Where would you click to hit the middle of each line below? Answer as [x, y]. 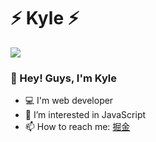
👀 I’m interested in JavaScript [85, 115]
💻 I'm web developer [69, 101]
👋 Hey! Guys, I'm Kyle [63, 78]
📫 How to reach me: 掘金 [77, 127]
